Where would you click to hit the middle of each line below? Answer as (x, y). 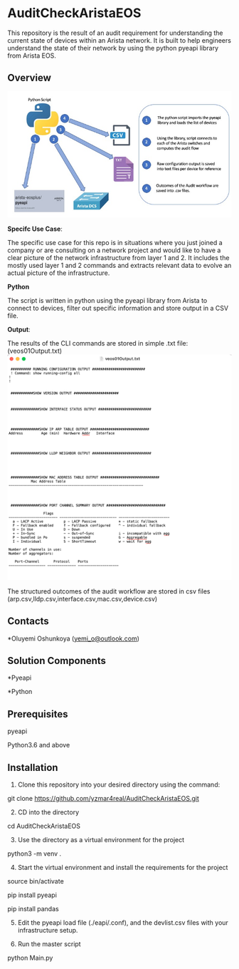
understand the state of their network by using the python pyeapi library (113, 48)
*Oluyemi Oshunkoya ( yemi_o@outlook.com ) (74, 638)
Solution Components (57, 660)
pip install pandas (33, 908)
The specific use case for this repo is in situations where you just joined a (115, 243)
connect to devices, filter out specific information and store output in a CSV (118, 309)
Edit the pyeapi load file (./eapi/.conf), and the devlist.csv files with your (123, 922)
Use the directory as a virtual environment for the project (101, 839)
